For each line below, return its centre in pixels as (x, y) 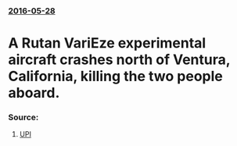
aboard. (34, 93)
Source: (23, 117)
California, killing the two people (115, 77)
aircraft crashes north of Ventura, (119, 60)
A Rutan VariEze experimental (107, 43)
